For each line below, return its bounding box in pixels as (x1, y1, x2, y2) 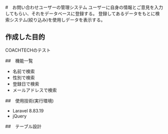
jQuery (12, 113, 27, 119)
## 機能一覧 (5, 57, 33, 63)
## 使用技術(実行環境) (5, 97, 54, 103)
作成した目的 (5, 33, 45, 41)
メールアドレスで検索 (12, 87, 57, 93)
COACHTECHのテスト (5, 47, 51, 53)
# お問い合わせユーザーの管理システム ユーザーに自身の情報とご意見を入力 (5, 4, 163, 10)
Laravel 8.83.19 (12, 107, 44, 113)
